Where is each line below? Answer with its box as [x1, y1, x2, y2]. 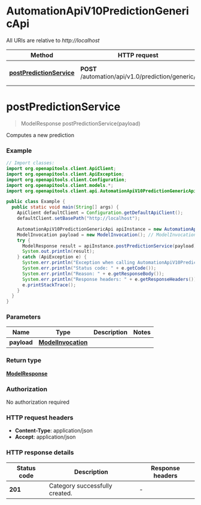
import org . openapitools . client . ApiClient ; [6, 166, 117, 172]
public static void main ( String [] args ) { [11, 204, 119, 210]
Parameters [6, 313, 41, 321]
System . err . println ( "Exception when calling [22, 259, 135, 266]
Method [31, 51, 54, 59]
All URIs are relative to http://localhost [6, 37, 100, 44]
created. [48, 489, 73, 497]
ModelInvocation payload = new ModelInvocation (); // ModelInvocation [17, 232, 197, 238]
